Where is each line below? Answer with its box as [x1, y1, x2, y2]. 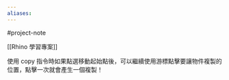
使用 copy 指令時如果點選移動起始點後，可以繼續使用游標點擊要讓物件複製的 [7, 57, 222, 65]
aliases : [7, 9, 32, 17]
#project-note [7, 28, 46, 37]
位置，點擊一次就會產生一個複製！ [7, 65, 103, 73]
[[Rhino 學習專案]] [7, 42, 58, 51]
